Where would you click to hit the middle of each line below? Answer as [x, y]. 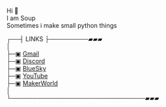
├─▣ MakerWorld [32, 83]
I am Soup [21, 18]
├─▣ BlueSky [27, 68]
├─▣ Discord [26, 61]
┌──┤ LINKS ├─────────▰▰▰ [54, 39]
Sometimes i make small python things [62, 25]
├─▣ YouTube [27, 76]
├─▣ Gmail [23, 53]
